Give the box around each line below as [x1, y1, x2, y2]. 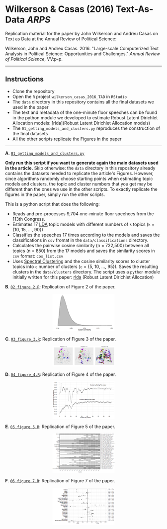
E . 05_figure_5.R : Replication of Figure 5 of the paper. [5, 424, 116, 430]
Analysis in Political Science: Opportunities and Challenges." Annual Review [5, 51, 161, 57]
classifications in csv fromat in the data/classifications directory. [12, 237, 149, 243]
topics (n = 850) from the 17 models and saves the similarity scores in [12, 248, 155, 254]
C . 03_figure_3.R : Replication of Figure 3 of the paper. [5, 336, 116, 342]
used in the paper [12, 104, 49, 110]
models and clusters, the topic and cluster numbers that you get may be [5, 180, 153, 187]
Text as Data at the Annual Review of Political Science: [5, 36, 117, 42]
